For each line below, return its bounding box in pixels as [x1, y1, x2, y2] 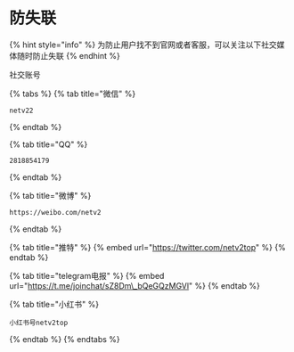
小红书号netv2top [9, 318, 69, 327]
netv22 [9, 106, 34, 115]
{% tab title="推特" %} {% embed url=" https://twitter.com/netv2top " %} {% [9, 241, 287, 252]
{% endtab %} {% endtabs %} [9, 333, 120, 344]
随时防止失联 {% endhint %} [16, 50, 120, 61]
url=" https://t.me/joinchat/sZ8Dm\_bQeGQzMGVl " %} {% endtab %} [9, 280, 261, 291]
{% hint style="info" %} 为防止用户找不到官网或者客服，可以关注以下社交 [9, 39, 278, 50]
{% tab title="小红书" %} [9, 299, 100, 309]
